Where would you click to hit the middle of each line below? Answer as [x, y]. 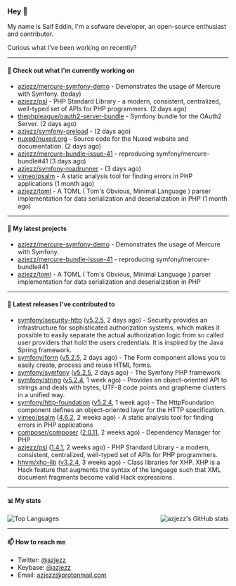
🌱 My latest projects [37, 229]
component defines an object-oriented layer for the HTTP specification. [121, 410]
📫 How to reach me [37, 542]
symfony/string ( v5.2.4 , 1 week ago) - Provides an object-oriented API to [122, 380]
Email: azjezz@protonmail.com [62, 575]
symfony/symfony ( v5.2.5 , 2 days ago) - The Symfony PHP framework [119, 372]
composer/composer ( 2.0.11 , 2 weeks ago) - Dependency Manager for [119, 432]
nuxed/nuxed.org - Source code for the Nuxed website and [103, 138]
